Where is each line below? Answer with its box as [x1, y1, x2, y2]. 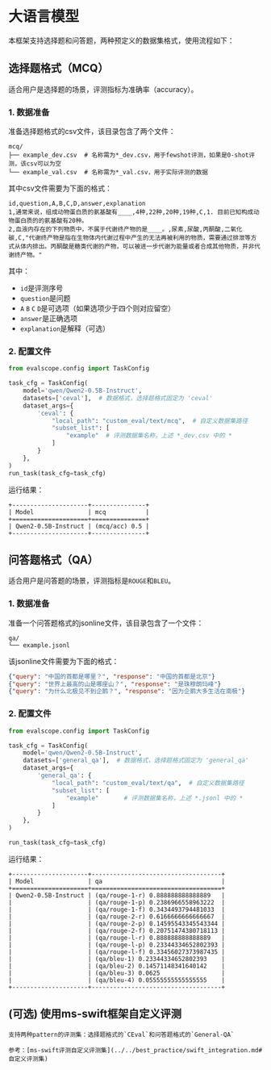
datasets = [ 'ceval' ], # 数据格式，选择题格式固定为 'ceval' [23, 394, 214, 402]
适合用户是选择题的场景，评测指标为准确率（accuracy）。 [8, 84, 198, 94]
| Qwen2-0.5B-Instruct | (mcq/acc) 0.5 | [8, 522, 150, 530]
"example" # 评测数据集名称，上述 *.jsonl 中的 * [65, 794, 244, 802]
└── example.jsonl [8, 641, 70, 650]
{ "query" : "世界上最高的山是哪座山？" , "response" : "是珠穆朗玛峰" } [8, 679, 222, 688]
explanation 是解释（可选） [19, 324, 110, 333]
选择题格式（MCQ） [8, 61, 109, 75]
